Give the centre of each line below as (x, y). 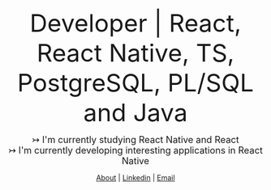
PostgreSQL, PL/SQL (135, 82)
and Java (135, 112)
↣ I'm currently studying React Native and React (135, 140)
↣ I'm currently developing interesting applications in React (135, 150)
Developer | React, (135, 23)
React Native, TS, (135, 53)
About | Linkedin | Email (135, 177)
